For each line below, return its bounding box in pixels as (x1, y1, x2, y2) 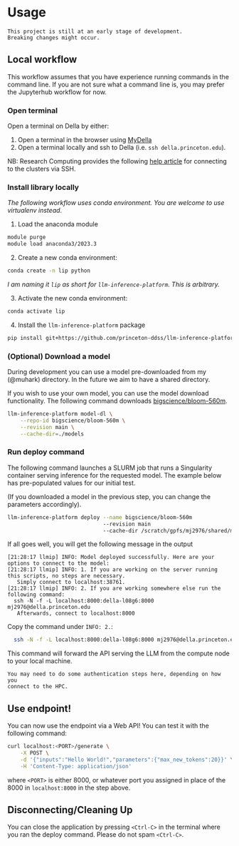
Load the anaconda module (17, 220, 98, 228)
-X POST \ (20, 750, 50, 757)
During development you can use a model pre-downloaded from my (7, 368, 206, 376)
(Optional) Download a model (7, 351, 110, 361)
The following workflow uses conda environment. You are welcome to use (7, 198, 225, 207)
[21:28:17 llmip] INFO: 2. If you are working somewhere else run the (7, 585, 221, 593)
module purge (7, 233, 46, 241)
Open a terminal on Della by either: (7, 122, 110, 131)
